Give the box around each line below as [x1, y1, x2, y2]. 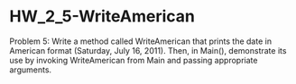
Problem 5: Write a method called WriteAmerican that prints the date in [9, 36, 273, 46]
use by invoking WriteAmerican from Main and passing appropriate [9, 55, 258, 65]
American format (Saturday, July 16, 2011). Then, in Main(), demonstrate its [9, 45, 287, 55]
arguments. [9, 64, 52, 75]
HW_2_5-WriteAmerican [9, 6, 196, 27]
